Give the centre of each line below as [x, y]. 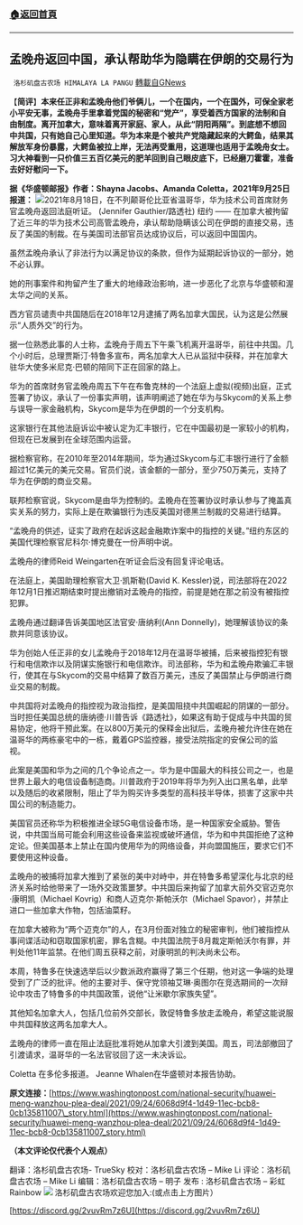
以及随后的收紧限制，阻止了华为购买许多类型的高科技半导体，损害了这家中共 [151, 793]
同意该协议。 [49, 633]
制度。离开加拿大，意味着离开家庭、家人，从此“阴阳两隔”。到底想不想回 [151, 125]
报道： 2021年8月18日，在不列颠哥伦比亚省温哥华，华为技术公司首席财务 [149, 200]
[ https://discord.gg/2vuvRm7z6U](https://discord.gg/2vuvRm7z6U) [134, 1211]
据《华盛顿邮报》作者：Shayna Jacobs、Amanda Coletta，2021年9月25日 [150, 189]
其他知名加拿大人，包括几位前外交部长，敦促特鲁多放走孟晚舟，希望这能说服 [151, 1013]
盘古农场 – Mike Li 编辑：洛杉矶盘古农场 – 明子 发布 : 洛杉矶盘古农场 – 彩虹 [147, 1182]
